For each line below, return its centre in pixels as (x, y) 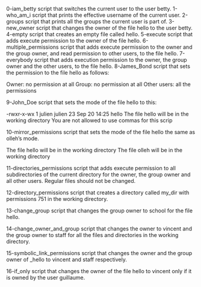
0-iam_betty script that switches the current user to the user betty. (89, 9)
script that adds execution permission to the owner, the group (111, 60)
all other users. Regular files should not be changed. (71, 181)
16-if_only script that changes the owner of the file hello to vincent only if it (99, 271)
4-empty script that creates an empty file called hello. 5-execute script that (100, 34)
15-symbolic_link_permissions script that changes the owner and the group (99, 253)
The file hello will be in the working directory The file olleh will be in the (94, 150)
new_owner (20, 28)
